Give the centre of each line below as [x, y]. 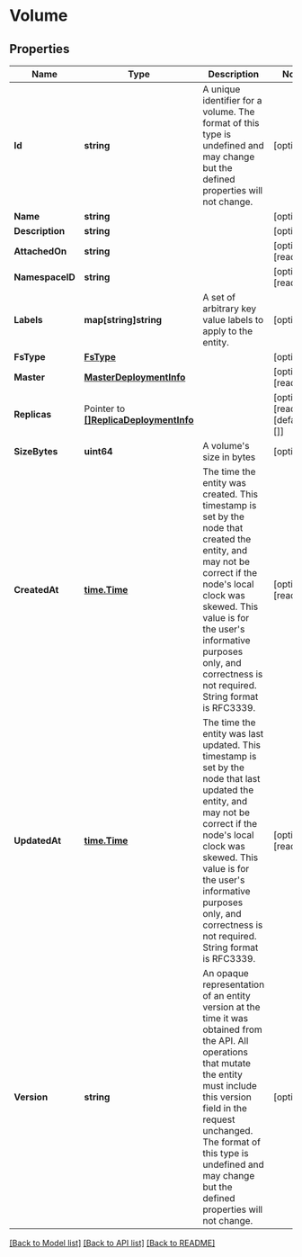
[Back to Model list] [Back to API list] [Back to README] [112, 1243]
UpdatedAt [37, 840]
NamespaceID [45, 277]
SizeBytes [36, 451]
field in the [225, 1108]
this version [227, 1097]
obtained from [232, 1029]
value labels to [233, 320]
